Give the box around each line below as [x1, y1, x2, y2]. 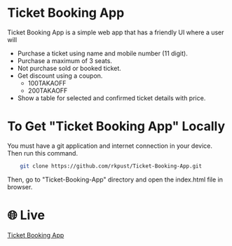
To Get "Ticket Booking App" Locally [7, 118, 226, 135]
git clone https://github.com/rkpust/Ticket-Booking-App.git [20, 163, 202, 170]
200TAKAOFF [27, 86, 68, 95]
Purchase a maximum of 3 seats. [17, 56, 112, 64]
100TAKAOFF [27, 78, 67, 87]
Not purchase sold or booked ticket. [17, 64, 121, 72]
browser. [7, 182, 33, 191]
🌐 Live [7, 207, 46, 223]
